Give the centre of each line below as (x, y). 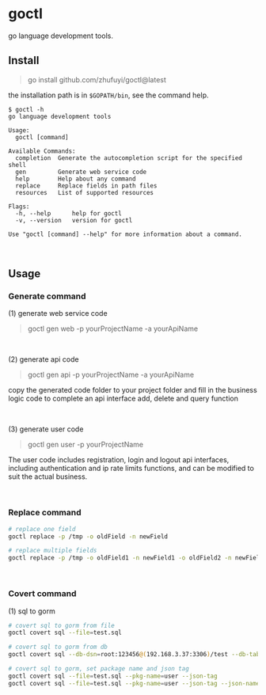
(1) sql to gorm (32, 611)
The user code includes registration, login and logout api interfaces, (119, 460)
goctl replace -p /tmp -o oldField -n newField (88, 536)
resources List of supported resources (85, 192)
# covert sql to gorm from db (58, 647)
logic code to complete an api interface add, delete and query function (123, 399)
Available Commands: (42, 151)
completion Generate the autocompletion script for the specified (129, 158)
